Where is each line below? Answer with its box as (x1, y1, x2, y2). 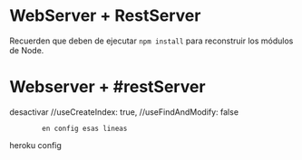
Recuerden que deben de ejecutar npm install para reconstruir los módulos (9, 35, 294, 46)
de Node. (9, 44, 44, 55)
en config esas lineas (42, 124, 128, 133)
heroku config (9, 139, 62, 150)
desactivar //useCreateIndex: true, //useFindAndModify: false (9, 106, 239, 118)
